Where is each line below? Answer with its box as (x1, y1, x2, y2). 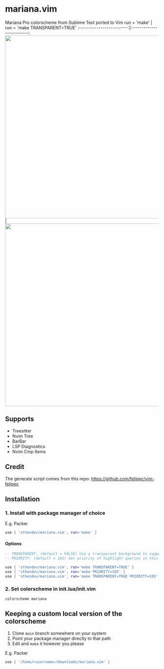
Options (5, 540, 22, 547)
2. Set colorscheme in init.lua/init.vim (5, 585, 96, 592)
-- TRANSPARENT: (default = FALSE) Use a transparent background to (5, 551, 147, 556)
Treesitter (12, 428, 32, 433)
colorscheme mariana (5, 596, 47, 601)
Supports (5, 415, 34, 423)
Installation (5, 495, 40, 503)
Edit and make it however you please (12, 640, 84, 647)
